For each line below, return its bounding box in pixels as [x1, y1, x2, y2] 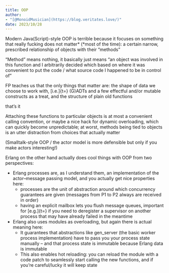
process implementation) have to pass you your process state [20, 235, 150, 241]
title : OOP [5, 7, 29, 13]
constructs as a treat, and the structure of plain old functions [5, 93, 133, 100]
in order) [20, 197, 39, 203]
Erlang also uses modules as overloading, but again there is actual [12, 219, 152, 225]
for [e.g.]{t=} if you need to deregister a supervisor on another [20, 208, 151, 214]
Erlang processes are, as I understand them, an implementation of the [12, 170, 159, 176]
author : [5, 12, 22, 17]
